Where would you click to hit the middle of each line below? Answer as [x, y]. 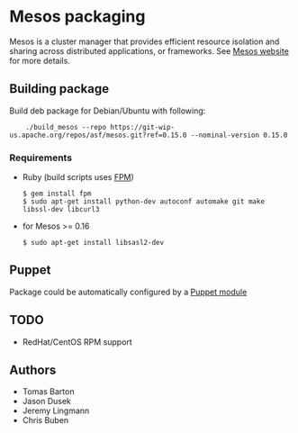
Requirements [41, 158]
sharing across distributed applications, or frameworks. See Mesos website [149, 50]
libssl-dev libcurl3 [61, 210]
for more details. [40, 60]
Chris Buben [45, 420]
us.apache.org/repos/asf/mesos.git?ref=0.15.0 [98, 135]
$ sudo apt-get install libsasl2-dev [93, 243]
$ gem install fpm [57, 194]
